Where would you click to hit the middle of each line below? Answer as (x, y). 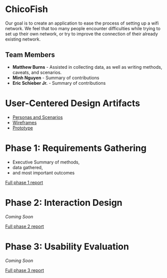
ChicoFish (27, 9)
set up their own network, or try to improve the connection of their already (82, 34)
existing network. (23, 39)
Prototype (23, 128)
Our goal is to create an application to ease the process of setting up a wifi (82, 23)
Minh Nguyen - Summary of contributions (56, 78)
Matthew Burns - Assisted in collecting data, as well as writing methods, (87, 67)
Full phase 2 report (24, 226)
